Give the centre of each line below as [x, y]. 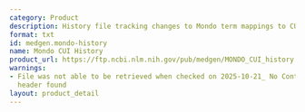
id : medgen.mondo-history [58, 43]
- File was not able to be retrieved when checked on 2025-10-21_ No [144, 77]
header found [42, 85]
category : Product [44, 18]
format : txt [32, 34]
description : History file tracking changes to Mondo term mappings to [148, 26]
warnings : [28, 69]
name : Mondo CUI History [56, 51]
